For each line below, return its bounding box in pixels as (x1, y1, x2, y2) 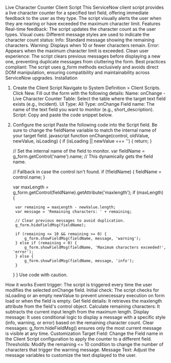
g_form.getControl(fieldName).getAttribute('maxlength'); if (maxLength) (12, 189, 164, 196)
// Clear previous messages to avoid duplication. (15, 218, 125, 223)
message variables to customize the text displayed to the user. (5, 352, 137, 358)
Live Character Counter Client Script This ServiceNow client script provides (5, 5, 164, 10)
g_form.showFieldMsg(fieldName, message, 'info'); (24, 258, 134, 263)
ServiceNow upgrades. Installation (5, 75, 78, 81)
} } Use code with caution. (12, 272, 68, 278)
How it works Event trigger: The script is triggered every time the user (5, 282, 153, 287)
